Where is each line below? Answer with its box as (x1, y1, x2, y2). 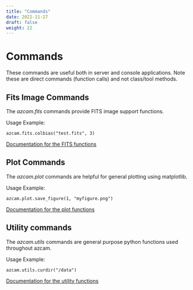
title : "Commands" (6, 8, 51, 15)
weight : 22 (6, 25, 33, 31)
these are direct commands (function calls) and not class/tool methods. (6, 75, 178, 82)
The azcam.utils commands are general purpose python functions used (6, 238, 178, 245)
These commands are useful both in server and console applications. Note (6, 69, 185, 76)
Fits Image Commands (6, 92, 89, 102)
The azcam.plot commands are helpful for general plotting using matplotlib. (6, 173, 188, 180)
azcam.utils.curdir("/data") (6, 267, 77, 273)
